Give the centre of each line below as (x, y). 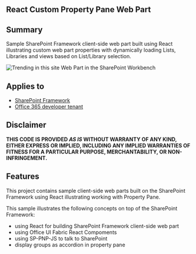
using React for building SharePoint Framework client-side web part (97, 226)
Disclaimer (26, 125)
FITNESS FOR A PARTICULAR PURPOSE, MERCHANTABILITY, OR (87, 152)
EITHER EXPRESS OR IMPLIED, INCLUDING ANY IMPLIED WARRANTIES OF (98, 145)
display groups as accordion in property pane (70, 245)
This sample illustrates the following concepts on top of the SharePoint (92, 208)
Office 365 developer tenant (49, 107)
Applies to (25, 86)
